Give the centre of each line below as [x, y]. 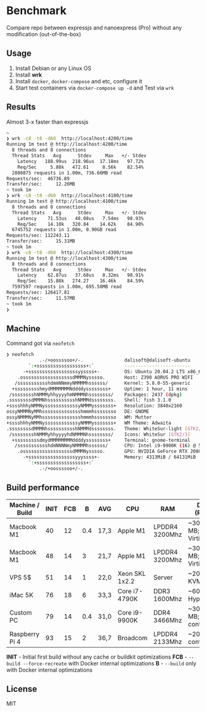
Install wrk [29, 75]
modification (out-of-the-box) [44, 34]
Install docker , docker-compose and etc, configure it [78, 81]
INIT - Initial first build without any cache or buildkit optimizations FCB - [97, 657]
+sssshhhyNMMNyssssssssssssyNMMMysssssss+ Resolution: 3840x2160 [94, 406]
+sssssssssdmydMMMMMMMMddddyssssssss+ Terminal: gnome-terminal [101, 440]
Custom [21, 612]
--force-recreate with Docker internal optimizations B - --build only [109, 663]
